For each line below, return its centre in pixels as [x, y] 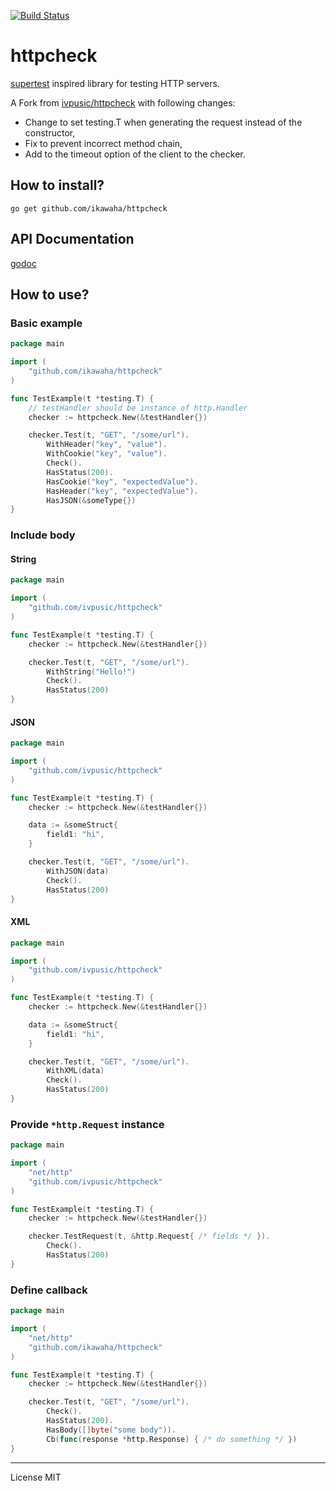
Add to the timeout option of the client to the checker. [135, 154]
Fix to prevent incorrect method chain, [103, 143]
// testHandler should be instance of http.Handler [138, 408]
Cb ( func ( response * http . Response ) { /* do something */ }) [172, 1439]
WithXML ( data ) [75, 1071]
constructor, [50, 132]
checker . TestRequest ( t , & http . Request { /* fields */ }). [149, 1236]
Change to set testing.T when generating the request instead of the [163, 122]
